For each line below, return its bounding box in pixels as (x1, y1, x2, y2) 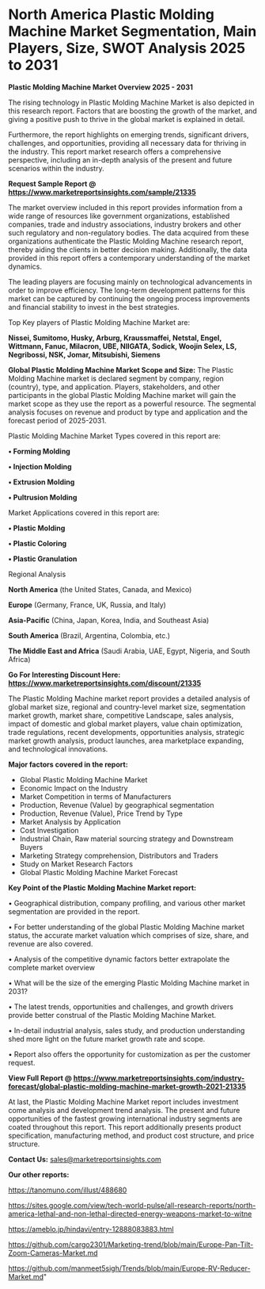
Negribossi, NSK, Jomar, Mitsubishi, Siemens (8, 350, 161, 359)
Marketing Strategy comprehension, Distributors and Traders (19, 851, 219, 860)
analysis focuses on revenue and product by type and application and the (8, 407, 248, 417)
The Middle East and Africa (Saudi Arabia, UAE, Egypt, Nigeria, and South (8, 646, 251, 656)
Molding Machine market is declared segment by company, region (8, 373, 224, 383)
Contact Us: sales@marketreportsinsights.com (8, 1154, 162, 1164)
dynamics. (8, 262, 42, 271)
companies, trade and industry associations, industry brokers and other (8, 220, 241, 229)
